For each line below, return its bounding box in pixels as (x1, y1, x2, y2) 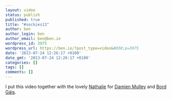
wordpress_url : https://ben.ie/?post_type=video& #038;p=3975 (5, 46, 139, 51)
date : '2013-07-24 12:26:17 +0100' (5, 50, 82, 55)
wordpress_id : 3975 (5, 41, 47, 46)
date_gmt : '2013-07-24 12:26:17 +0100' (5, 55, 91, 61)
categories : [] (5, 60, 38, 65)
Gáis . (5, 89, 16, 95)
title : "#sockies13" (5, 22, 50, 27)
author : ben (5, 27, 31, 32)
